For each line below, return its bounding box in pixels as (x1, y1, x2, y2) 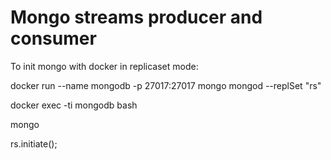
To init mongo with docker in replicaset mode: (10, 60, 199, 72)
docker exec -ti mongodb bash (10, 99, 138, 111)
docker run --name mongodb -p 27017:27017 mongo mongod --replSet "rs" (10, 79, 322, 91)
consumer (10, 27, 97, 50)
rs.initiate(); (10, 137, 58, 150)
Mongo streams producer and (10, 6, 263, 29)
